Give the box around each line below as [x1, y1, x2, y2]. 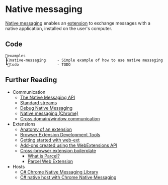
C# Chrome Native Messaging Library [20, 169, 99, 175]
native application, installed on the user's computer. [5, 25, 112, 31]
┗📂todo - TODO [5, 62, 71, 67]
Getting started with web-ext [20, 137, 80, 143]
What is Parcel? [27, 153, 60, 159]
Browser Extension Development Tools [20, 131, 101, 137]
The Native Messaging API [20, 94, 75, 100]
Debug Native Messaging [20, 105, 73, 111]
